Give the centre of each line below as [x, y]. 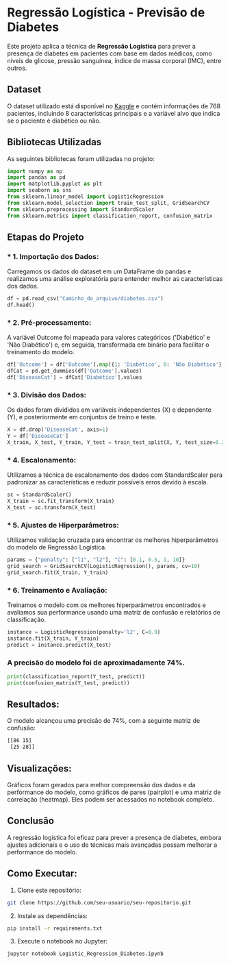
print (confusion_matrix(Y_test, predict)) [68, 683]
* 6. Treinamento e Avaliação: [57, 590]
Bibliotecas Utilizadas [54, 142]
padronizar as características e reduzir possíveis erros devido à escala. [108, 482]
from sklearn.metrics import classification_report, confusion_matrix [110, 216]
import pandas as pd [37, 177]
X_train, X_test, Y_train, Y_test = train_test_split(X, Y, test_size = [111, 442]
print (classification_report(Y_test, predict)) [76, 676]
